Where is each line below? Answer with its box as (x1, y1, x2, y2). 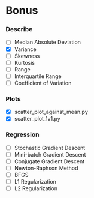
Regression (5, 130, 40, 139)
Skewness (14, 52, 40, 59)
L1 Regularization (14, 178, 56, 185)
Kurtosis (14, 59, 35, 66)
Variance (14, 46, 37, 53)
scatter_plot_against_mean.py (14, 109, 88, 116)
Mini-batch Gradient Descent (14, 151, 86, 158)
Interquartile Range (14, 73, 62, 80)
